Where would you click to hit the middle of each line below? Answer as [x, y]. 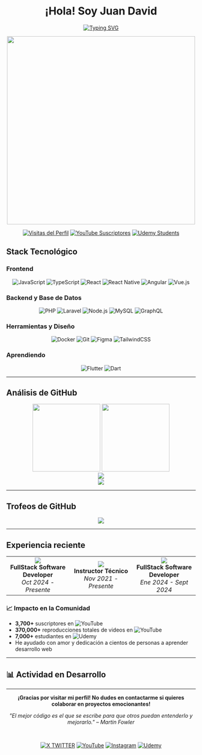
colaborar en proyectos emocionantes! [101, 704]
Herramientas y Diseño [41, 326]
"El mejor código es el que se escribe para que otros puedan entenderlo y [101, 716]
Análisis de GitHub [42, 393]
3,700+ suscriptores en [44, 624]
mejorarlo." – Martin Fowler [101, 722]
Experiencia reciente [46, 545]
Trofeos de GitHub [41, 506]
